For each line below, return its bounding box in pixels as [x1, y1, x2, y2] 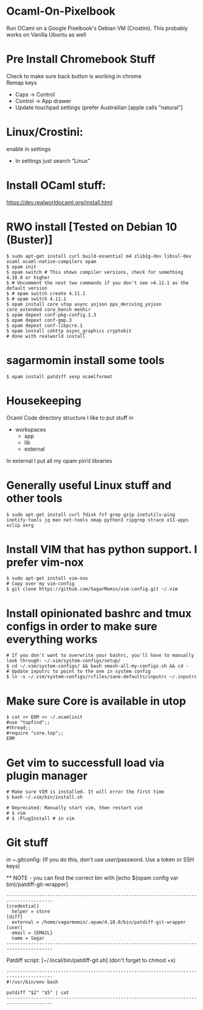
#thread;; [6, 725, 32, 731]
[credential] [6, 903, 40, 909]
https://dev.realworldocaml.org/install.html [6, 198, 112, 206]
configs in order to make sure [6, 619, 157, 633]
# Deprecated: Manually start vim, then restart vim [6, 805, 143, 811]
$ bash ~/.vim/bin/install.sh [6, 794, 83, 800]
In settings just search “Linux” [15, 157, 91, 164]
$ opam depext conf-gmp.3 [6, 317, 72, 323]
